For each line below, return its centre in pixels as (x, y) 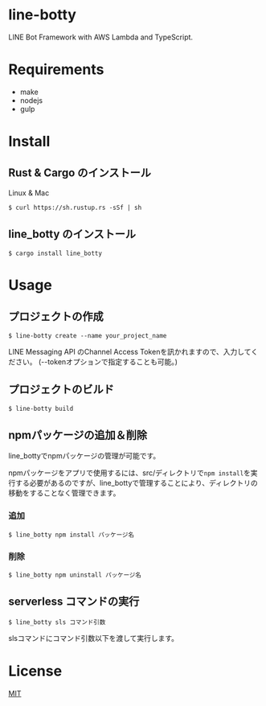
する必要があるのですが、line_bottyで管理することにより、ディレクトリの (137, 483)
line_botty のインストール (72, 234)
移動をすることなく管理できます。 (64, 493)
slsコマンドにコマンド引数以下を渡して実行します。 (94, 638)
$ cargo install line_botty (55, 253)
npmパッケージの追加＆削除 (78, 435)
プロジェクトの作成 (56, 316)
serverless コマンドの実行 (74, 602)
